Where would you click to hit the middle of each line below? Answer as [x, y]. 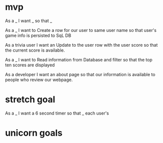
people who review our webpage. [39, 80]
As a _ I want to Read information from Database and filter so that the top [79, 59]
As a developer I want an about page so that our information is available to [80, 74]
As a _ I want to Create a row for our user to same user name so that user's [81, 30]
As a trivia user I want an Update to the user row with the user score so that [81, 45]
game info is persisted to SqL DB [38, 35]
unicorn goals [34, 133]
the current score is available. [35, 50]
